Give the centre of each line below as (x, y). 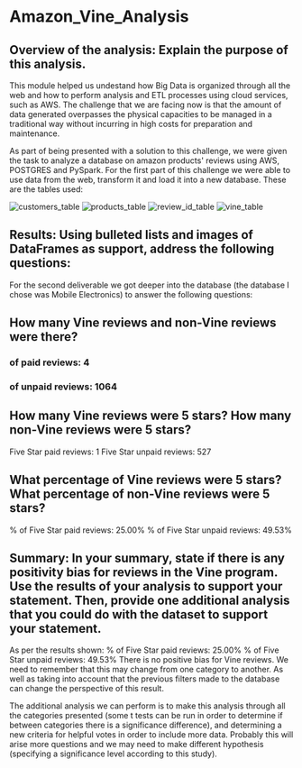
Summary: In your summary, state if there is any (147, 558)
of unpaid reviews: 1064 (64, 387)
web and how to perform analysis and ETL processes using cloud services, (149, 95)
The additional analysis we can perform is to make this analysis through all (147, 706)
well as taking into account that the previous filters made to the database (145, 679)
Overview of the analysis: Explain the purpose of (149, 50)
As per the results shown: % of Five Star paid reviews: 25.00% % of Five (144, 650)
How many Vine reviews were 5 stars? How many (151, 416)
